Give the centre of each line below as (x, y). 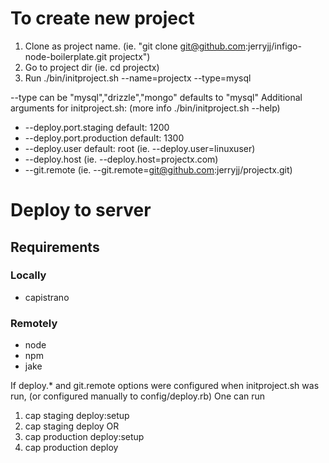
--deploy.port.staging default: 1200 (97, 127)
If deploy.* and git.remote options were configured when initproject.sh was (165, 386)
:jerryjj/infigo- (273, 46)
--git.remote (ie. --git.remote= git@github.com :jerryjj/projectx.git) (158, 169)
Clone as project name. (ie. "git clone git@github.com (135, 46)
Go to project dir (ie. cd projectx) (92, 67)
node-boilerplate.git (66, 56)
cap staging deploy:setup (77, 416)
